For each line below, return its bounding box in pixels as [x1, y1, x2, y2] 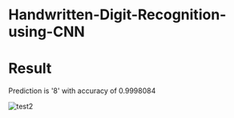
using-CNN [8, 22, 86, 41]
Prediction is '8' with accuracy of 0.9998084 [8, 86, 156, 96]
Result [8, 59, 52, 78]
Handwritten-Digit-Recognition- [8, 6, 227, 24]
